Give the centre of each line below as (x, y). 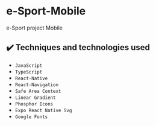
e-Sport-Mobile (46, 11)
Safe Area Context (38, 91)
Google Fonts (31, 117)
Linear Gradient (35, 98)
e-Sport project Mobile (35, 28)
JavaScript (29, 65)
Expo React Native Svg (43, 110)
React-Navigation (37, 85)
